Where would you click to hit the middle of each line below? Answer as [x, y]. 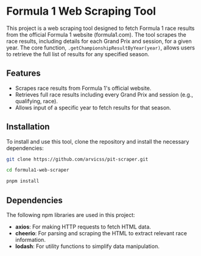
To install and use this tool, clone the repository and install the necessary [98, 141]
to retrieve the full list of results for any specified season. [78, 54]
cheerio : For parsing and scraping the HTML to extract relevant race [101, 233]
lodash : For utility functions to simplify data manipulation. [87, 246]
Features [23, 74]
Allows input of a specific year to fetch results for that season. [93, 108]
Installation [28, 127]
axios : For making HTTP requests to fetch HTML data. [83, 227]
